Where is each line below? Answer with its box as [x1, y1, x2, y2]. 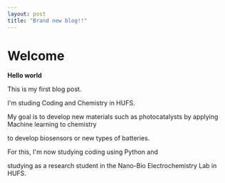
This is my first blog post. [7, 85, 82, 93]
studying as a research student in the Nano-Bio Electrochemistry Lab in [7, 162, 217, 170]
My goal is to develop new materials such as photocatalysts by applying [7, 113, 219, 121]
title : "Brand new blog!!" [7, 17, 88, 24]
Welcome [7, 48, 65, 64]
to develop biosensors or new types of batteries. [7, 134, 150, 142]
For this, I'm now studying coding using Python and [7, 147, 159, 157]
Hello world [7, 71, 43, 80]
